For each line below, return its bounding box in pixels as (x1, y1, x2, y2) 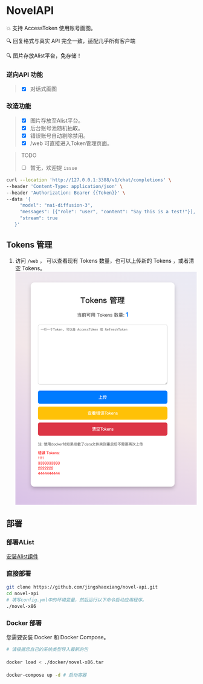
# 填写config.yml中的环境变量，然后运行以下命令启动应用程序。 (6, 597, 147, 603)
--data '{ (6, 196, 31, 202)
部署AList (6, 538, 34, 546)
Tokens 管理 (6, 240, 53, 250)
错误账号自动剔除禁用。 (30, 132, 89, 139)
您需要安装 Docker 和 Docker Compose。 (6, 634, 109, 641)
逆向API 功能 (6, 70, 43, 79)
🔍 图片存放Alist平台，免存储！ (6, 52, 82, 59)
